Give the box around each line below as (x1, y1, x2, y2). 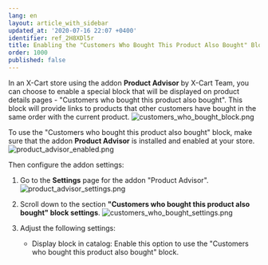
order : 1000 (8, 49, 48, 57)
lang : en (8, 11, 37, 20)
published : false (8, 57, 66, 65)
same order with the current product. (8, 112, 130, 121)
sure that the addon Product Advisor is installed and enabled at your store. (8, 136, 255, 145)
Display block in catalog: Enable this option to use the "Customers (31, 239, 249, 248)
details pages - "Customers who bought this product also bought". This (8, 95, 243, 105)
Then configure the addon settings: (8, 160, 124, 169)
